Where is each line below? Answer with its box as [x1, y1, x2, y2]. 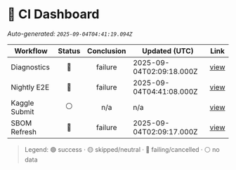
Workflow [13, 45, 48, 55]
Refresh [11, 127, 37, 136]
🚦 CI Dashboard [7, 6, 100, 22]
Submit [11, 106, 34, 116]
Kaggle [11, 98, 34, 108]
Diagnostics [11, 62, 51, 72]
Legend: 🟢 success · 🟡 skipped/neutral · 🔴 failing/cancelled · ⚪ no [24, 145, 220, 153]
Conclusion [86, 45, 126, 55]
